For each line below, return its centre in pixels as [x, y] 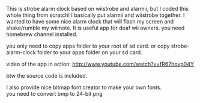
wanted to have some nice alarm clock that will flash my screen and [90, 21]
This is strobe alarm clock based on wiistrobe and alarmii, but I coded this [98, 9]
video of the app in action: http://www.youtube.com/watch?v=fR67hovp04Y [100, 64]
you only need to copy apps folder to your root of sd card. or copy [88, 46]
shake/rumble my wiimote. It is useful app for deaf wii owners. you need [95, 28]
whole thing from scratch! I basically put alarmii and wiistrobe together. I [95, 15]
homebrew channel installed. [42, 34]
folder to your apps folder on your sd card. [89, 52]
